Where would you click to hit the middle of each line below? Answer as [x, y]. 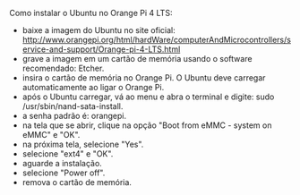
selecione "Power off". [64, 173]
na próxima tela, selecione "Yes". [83, 144]
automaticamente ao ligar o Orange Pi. [93, 87]
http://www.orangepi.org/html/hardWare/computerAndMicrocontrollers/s [156, 40]
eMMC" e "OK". [51, 135]
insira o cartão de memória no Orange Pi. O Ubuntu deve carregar [144, 78]
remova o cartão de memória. [77, 182]
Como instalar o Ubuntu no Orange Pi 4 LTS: [91, 13]
